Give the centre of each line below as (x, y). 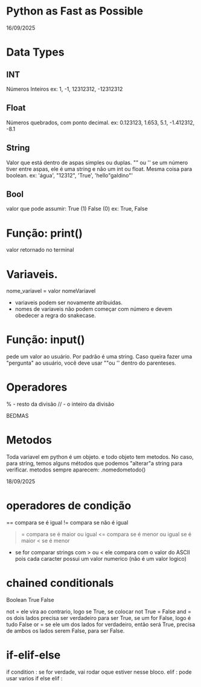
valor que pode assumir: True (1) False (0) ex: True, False (77, 209)
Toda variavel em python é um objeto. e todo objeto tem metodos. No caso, (100, 457)
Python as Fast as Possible (75, 11)
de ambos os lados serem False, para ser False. (65, 631)
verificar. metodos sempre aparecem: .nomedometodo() (76, 470)
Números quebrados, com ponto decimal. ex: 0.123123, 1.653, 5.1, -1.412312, (101, 123)
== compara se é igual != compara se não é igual (67, 522)
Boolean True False (30, 599)
